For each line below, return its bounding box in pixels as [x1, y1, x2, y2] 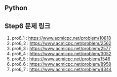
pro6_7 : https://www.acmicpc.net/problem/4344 [11, 66, 112, 73]
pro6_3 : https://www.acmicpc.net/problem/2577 [11, 46, 111, 51]
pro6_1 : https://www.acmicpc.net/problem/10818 [11, 35, 112, 41]
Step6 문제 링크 [4, 22, 50, 30]
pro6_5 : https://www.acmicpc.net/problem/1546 [11, 56, 111, 62]
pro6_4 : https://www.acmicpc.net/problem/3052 [11, 51, 112, 57]
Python [4, 4, 28, 12]
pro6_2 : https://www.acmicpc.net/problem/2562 [11, 40, 112, 46]
